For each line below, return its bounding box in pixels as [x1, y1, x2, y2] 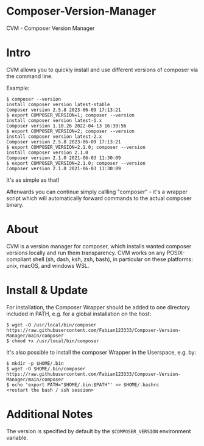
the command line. [6, 72, 53, 80]
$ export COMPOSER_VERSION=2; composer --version [6, 128, 135, 134]
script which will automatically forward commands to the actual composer [6, 194, 192, 202]
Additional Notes [6, 407, 93, 421]
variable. [6, 434, 29, 441]
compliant [6, 255, 32, 263]
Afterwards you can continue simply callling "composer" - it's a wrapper [6, 188, 188, 195]
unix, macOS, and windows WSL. [6, 262, 90, 269]
